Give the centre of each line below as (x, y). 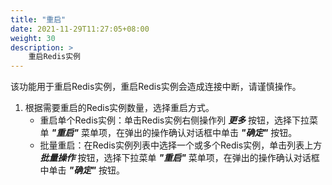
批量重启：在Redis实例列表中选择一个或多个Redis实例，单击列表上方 (181, 145)
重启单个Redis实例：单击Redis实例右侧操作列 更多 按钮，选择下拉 (174, 120)
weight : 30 (33, 38)
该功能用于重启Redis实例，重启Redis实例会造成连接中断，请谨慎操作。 (156, 87)
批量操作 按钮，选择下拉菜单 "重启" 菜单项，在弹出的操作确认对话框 (179, 158)
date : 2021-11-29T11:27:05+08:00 (80, 29)
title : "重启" (38, 19)
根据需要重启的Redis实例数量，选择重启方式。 (119, 108)
